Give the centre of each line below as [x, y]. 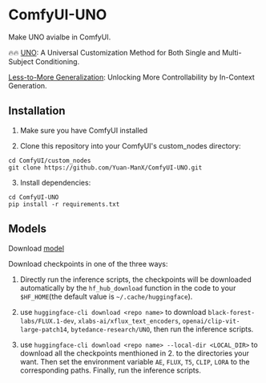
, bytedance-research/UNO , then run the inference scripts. [160, 329]
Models [27, 229]
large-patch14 [43, 330]
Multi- [232, 52]
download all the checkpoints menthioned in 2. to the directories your [135, 353]
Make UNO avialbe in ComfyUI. [60, 37]
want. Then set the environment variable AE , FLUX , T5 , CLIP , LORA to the [135, 361]
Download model [36, 248]
